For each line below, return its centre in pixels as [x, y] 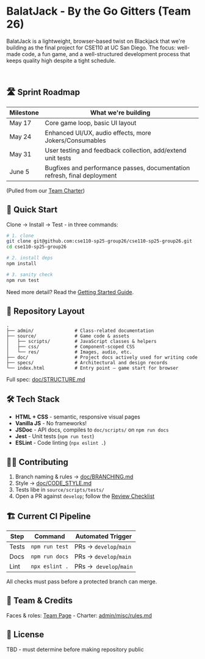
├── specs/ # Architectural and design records [87, 362]
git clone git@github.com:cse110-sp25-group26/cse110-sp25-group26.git [99, 241]
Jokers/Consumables [75, 140]
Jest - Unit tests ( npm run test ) [55, 436]
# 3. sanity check [30, 275]
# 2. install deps [30, 258]
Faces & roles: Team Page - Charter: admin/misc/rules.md [79, 615]
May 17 [20, 123]
